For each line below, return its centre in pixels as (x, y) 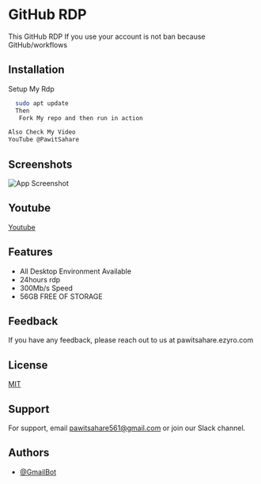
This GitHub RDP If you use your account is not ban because (107, 36)
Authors (29, 453)
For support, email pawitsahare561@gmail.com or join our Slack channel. (127, 428)
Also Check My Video (42, 132)
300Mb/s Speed (46, 288)
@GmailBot (38, 471)
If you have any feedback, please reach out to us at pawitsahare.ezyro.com (131, 340)
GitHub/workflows (38, 44)
